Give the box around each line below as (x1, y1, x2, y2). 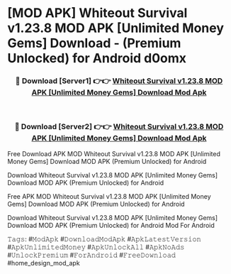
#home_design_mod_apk (7, 258, 80, 267)
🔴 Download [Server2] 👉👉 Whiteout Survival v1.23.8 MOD (14, 122, 224, 132)
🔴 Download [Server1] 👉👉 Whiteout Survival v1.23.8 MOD (15, 76, 223, 86)
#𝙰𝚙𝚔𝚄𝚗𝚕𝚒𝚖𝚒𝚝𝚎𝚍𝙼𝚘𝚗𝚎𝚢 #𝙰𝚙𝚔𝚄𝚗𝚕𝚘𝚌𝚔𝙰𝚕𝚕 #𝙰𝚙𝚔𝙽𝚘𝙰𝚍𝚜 (7, 243, 185, 251)
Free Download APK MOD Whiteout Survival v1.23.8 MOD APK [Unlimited (7, 149, 221, 158)
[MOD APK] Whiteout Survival (7, 5, 188, 21)
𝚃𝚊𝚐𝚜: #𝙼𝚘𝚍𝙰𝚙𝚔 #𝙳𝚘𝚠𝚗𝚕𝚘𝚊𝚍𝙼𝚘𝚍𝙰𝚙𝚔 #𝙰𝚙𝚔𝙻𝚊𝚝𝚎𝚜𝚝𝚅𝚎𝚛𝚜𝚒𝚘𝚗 (7, 234, 202, 243)
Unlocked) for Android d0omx (7, 50, 186, 67)
